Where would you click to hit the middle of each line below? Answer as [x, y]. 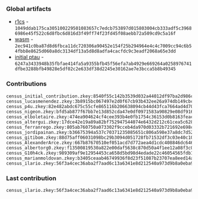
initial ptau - [29, 57]
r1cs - [22, 22]
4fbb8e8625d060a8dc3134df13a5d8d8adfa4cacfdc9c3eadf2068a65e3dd [95, 51]
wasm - [24, 40]
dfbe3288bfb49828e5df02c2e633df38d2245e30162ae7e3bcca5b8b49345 [95, 69]
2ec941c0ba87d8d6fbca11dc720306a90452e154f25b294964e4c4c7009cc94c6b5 [103, 46]
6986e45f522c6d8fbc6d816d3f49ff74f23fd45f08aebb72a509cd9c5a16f [95, 34]
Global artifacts [29, 9]
